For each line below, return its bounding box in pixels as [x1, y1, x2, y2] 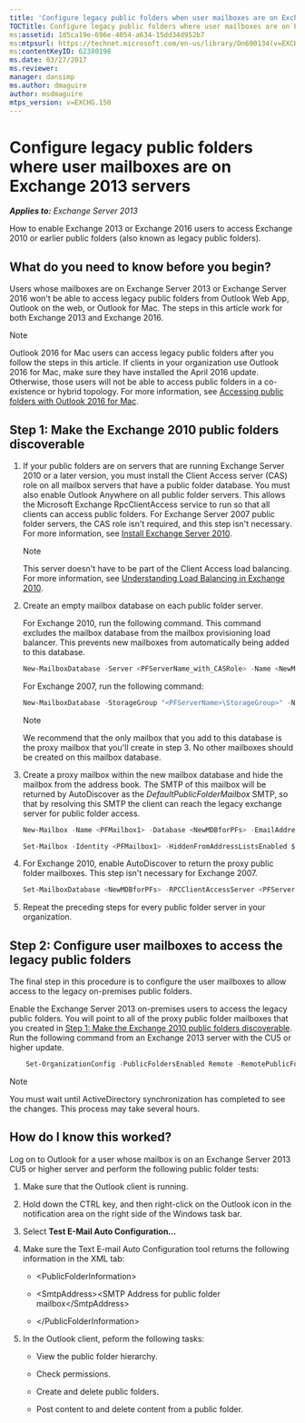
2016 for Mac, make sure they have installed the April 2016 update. [9, 367, 260, 378]
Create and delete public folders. [35, 1386, 160, 1397]
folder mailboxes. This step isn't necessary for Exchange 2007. [22, 868, 258, 879]
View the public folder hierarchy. [35, 1350, 158, 1361]
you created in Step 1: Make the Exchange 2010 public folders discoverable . [9, 1023, 293, 1034]
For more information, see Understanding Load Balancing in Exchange [22, 572, 286, 583]
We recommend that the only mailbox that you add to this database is [22, 732, 282, 743]
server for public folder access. [22, 808, 141, 819]
